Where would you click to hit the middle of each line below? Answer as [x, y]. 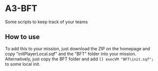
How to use [22, 37]
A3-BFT [21, 8]
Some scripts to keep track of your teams [46, 22]
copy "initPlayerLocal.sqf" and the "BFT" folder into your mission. [71, 54]
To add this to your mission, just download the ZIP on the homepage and [78, 48]
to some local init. [23, 64]
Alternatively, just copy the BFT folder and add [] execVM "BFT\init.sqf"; [79, 59]
